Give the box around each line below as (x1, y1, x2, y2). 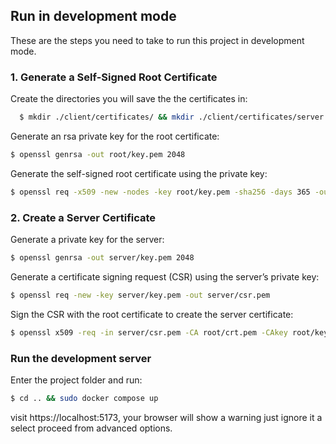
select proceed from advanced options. (10, 422, 173, 434)
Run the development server (10, 351, 152, 365)
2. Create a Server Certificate (10, 210, 157, 224)
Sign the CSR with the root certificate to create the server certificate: (10, 308, 294, 320)
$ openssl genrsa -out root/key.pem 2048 (10, 149, 186, 159)
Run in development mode (10, 8, 177, 25)
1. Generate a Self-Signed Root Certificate (10, 70, 218, 84)
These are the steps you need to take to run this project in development (10, 34, 305, 46)
